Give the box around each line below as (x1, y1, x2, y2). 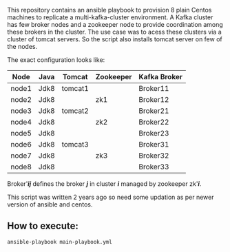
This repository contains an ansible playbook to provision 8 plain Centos (7, 6, 212, 14)
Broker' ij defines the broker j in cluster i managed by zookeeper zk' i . (7, 180, 202, 188)
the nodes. (7, 43, 38, 50)
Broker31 (138, 140, 169, 149)
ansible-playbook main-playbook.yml (7, 238, 112, 245)
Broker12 (138, 95, 169, 104)
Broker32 (138, 151, 169, 160)
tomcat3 (61, 140, 90, 149)
